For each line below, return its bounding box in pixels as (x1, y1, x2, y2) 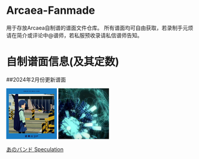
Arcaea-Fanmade (6, 4, 95, 17)
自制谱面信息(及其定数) (6, 55, 120, 69)
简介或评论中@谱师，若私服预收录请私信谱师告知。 (16, 31, 143, 39)
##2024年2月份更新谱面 (6, 76, 67, 83)
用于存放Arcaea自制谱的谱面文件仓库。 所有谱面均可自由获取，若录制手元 (6, 24, 188, 31)
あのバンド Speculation (6, 145, 64, 153)
